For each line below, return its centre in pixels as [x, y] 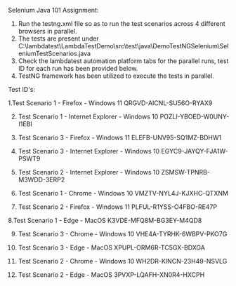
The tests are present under [58, 39]
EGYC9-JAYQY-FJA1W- [195, 151]
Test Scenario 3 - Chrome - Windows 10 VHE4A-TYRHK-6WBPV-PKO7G [123, 234]
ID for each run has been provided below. [78, 68]
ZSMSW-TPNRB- [185, 172]
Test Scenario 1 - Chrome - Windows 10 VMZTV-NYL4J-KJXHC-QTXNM [123, 193]
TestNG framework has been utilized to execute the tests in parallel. [116, 76]
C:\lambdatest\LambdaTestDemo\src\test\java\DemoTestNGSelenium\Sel [123, 46]
